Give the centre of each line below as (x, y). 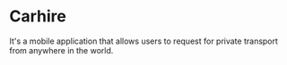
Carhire (38, 16)
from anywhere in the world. (61, 50)
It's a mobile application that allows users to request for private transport (143, 41)
